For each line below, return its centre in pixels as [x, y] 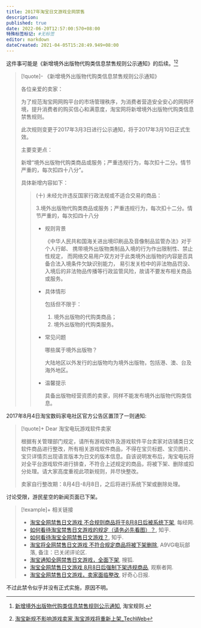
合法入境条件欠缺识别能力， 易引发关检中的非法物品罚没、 [121, 263]
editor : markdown [28, 40]
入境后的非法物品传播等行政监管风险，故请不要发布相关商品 [118, 271]
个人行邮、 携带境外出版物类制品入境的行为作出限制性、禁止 [119, 248]
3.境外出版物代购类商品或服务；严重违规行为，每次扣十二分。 [111, 208]
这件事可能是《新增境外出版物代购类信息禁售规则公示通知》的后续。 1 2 [92, 62]
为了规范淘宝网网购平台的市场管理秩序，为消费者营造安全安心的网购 [105, 101]
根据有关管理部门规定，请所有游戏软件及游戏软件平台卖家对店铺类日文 [107, 441]
